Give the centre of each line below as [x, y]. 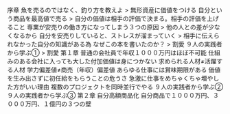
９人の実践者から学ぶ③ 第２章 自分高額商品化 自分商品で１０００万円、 [110, 95]
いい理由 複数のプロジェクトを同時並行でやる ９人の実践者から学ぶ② [124, 87]
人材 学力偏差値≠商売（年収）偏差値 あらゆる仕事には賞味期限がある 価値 [117, 70]
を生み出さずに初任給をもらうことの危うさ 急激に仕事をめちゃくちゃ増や [110, 78]
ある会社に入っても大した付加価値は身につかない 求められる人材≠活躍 [118, 61]
